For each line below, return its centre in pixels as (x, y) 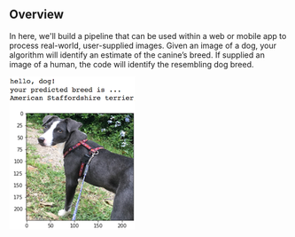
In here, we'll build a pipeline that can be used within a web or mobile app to (148, 36)
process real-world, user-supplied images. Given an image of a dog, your (143, 45)
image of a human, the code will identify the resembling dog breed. (132, 64)
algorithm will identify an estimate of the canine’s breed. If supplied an (137, 55)
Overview (37, 15)
